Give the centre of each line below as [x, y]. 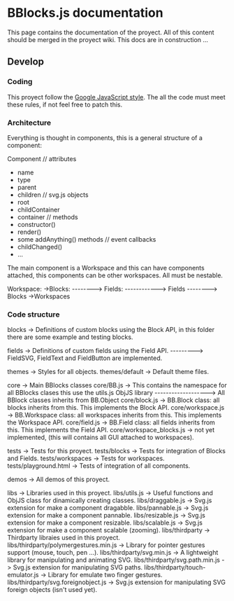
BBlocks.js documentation [85, 13]
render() [29, 232]
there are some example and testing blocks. [70, 337]
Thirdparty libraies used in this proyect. [64, 538]
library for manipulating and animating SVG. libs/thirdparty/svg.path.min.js [114, 560]
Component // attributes [42, 158]
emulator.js [23, 575]
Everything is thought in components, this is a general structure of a [105, 137]
